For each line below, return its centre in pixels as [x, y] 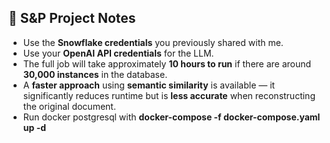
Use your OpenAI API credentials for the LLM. [118, 53]
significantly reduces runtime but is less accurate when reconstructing [169, 95]
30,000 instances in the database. [95, 74]
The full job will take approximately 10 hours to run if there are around [167, 63]
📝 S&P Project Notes [72, 18]
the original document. [69, 106]
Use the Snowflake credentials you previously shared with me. [153, 42]
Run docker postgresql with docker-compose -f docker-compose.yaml [171, 117]
